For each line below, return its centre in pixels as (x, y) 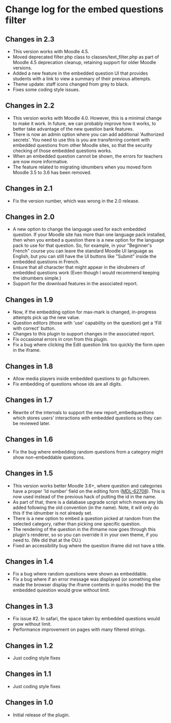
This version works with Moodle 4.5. (51, 51)
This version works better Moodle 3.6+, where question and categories (87, 485)
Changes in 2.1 (29, 189)
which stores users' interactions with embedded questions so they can (87, 418)
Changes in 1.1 (28, 674)
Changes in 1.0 (29, 703)
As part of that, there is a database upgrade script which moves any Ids (88, 502)
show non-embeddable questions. (49, 457)
